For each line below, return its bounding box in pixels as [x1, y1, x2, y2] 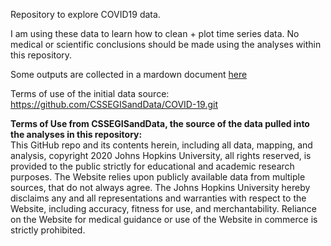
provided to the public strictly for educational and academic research [10, 160, 295, 172]
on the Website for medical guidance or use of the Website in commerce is [10, 214, 318, 225]
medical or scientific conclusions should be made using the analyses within [10, 39, 322, 50]
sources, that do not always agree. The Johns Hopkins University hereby [10, 182, 311, 193]
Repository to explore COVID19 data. [10, 9, 161, 20]
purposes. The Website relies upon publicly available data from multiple [10, 171, 306, 183]
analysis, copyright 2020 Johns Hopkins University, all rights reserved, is [10, 150, 312, 161]
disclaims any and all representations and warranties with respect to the [10, 192, 307, 204]
